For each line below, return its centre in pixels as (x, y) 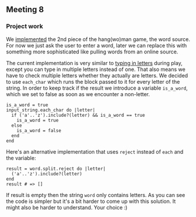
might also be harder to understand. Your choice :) (67, 207)
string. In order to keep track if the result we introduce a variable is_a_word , (97, 88)
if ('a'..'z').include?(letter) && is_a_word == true (78, 115)
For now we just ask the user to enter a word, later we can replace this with (97, 45)
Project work (25, 26)
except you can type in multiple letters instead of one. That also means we (96, 69)
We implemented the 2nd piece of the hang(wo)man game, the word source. (98, 39)
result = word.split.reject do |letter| (56, 169)
